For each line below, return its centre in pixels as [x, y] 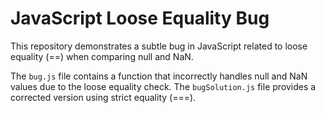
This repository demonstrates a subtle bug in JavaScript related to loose [159, 46]
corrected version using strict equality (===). [103, 97]
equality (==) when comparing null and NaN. [102, 56]
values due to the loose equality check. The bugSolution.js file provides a [163, 86]
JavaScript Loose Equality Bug [140, 18]
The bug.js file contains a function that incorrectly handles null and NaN [159, 76]
